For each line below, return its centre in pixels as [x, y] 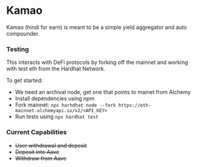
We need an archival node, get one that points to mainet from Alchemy [103, 92]
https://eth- [134, 106]
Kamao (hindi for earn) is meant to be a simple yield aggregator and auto [97, 27]
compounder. [23, 33]
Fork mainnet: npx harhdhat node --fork [65, 105]
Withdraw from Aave [40, 158]
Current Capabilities [37, 132]
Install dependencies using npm [55, 99]
